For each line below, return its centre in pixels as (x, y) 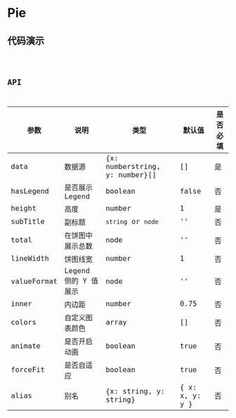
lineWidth (30, 259)
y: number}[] (131, 175)
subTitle (28, 222)
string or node (132, 222)
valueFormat (34, 281)
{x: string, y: (135, 392)
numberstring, (133, 166)
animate (26, 346)
